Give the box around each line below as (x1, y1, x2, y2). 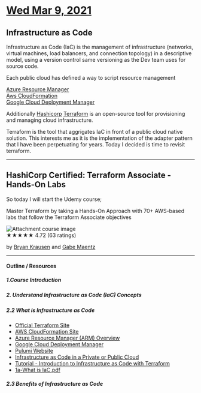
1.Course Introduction (6, 277, 62, 283)
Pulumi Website (14, 347, 54, 355)
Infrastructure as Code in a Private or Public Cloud (14, 353, 139, 361)
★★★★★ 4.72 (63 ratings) (6, 232, 77, 239)
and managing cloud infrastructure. (6, 116, 93, 124)
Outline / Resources (6, 262, 57, 270)
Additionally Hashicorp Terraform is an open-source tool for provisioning (6, 110, 185, 117)
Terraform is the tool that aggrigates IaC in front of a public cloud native (6, 128, 183, 135)
